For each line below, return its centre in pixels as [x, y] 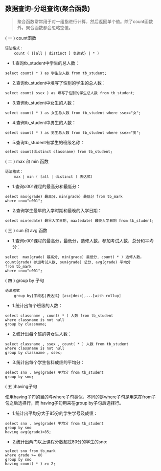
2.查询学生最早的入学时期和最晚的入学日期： [57, 210]
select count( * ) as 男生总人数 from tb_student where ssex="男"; [73, 133]
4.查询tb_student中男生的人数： [44, 122]
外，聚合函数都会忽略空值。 [45, 27]
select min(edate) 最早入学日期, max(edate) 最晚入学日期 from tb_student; [80, 221]
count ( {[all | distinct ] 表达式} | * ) [57, 53]
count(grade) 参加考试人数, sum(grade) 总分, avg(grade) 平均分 [68, 262]
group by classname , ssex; [34, 353]
